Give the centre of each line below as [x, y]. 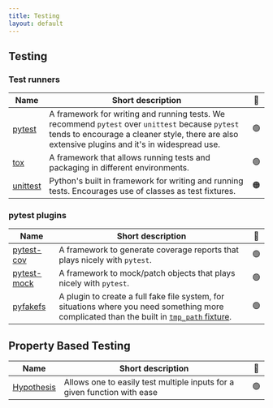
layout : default [36, 24]
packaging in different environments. [119, 168]
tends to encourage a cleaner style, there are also [144, 135]
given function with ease [111, 393]
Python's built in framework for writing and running [146, 181]
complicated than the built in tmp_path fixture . [145, 317]
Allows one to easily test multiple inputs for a [149, 382]
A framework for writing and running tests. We [137, 114]
